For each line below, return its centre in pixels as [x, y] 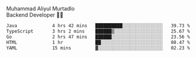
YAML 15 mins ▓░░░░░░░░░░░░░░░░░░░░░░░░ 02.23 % [98, 48]
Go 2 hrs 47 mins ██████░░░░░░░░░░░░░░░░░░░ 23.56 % [98, 37]
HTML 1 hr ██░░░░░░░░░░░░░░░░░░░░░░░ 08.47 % [98, 42]
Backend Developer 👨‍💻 [35, 15]
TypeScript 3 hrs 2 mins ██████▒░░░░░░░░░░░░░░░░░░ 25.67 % [98, 31]
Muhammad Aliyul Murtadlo [41, 9]
